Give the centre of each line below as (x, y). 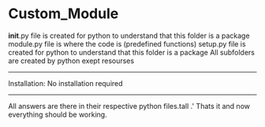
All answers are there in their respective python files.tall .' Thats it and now (129, 106)
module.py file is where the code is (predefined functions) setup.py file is (127, 43)
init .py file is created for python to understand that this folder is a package (129, 35)
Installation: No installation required (66, 83)
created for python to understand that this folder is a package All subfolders (131, 52)
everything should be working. (58, 114)
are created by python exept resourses (71, 61)
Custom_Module (63, 14)
